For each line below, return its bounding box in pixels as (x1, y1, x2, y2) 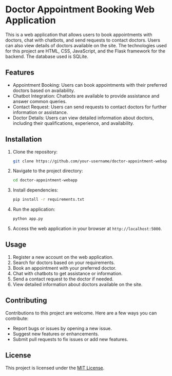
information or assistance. (12, 109, 68, 115)
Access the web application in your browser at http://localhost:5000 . (12, 225, 162, 232)
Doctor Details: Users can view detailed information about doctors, (12, 115, 154, 121)
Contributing (5, 296, 47, 305)
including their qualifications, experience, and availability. (12, 120, 135, 126)
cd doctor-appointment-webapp (12, 178, 78, 183)
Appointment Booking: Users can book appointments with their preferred (12, 82, 167, 88)
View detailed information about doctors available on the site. (12, 281, 143, 287)
